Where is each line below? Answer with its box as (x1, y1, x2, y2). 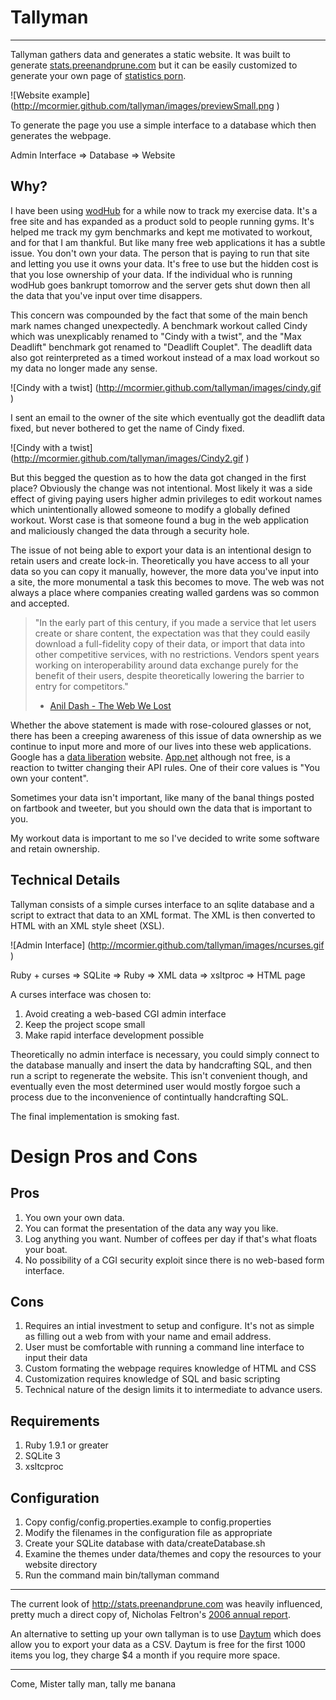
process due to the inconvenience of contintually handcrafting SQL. (10, 1091, 289, 1103)
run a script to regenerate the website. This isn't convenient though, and (10, 1069, 308, 1081)
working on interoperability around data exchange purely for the (34, 659, 299, 671)
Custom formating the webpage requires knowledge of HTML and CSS (24, 1362, 317, 1375)
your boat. (24, 1243, 68, 1255)
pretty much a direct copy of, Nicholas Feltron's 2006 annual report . (10, 1609, 291, 1620)
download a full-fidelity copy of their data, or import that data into (34, 637, 306, 650)
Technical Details (10, 872, 121, 889)
